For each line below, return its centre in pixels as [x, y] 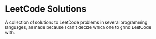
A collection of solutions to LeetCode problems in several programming [76, 22]
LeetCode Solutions [46, 9]
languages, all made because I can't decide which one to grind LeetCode [78, 27]
